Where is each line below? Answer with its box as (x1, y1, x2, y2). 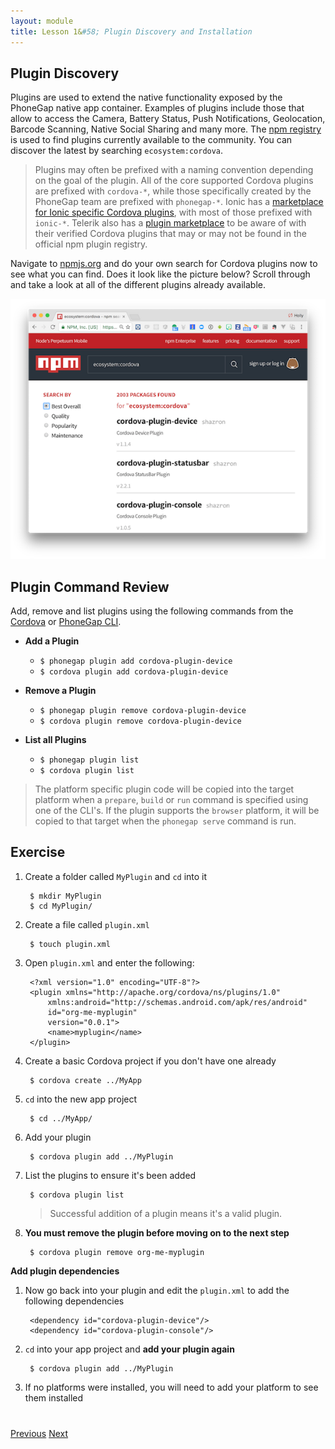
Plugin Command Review (10, 578, 170, 595)
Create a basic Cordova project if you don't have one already (24, 1055, 277, 1067)
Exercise (10, 844, 66, 861)
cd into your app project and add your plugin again (24, 1343, 235, 1355)
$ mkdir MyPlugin (29, 891, 102, 901)
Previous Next (10, 1427, 69, 1439)
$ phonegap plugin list (39, 755, 140, 765)
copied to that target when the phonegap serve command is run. (34, 815, 297, 827)
